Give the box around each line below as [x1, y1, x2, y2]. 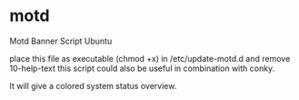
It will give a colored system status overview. [9, 80, 177, 91]
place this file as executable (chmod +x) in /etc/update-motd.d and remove [9, 53, 291, 64]
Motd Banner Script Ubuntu [9, 35, 113, 46]
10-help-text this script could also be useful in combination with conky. [9, 63, 275, 74]
